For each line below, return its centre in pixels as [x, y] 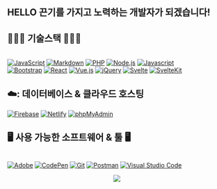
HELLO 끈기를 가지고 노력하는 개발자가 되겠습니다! [109, 13]
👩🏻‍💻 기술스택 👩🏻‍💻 [44, 38]
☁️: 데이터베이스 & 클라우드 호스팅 [76, 93]
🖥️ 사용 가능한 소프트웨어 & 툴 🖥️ [69, 138]
